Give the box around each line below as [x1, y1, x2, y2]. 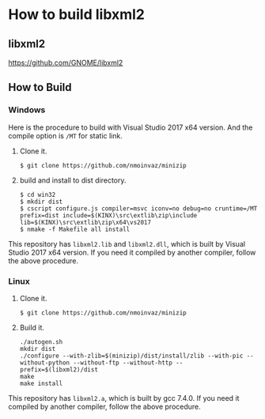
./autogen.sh [19, 338, 63, 345]
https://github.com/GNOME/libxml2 [8, 58, 123, 67]
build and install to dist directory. [19, 176, 127, 185]
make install [19, 379, 63, 387]
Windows [8, 104, 46, 115]
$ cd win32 [19, 191, 56, 198]
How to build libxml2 [8, 6, 145, 24]
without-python [19, 358, 70, 367]
